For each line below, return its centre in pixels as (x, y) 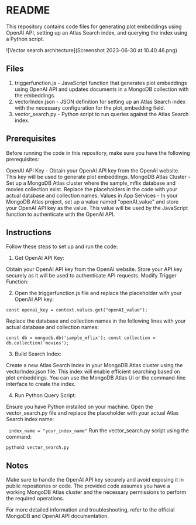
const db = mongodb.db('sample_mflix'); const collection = (81, 338)
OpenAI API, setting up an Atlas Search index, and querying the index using (97, 32)
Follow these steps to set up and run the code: (62, 246)
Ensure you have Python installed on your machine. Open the (80, 407)
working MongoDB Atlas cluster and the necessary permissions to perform (96, 492)
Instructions (29, 232)
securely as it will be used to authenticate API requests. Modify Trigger (92, 276)
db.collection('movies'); (37, 343)
